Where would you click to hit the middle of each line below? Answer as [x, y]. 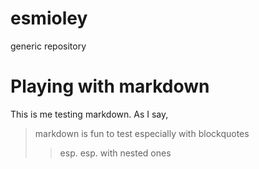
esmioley [49, 18]
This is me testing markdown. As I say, [89, 114]
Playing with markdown [110, 86]
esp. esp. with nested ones [115, 153]
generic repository [48, 46]
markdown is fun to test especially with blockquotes [142, 133]
